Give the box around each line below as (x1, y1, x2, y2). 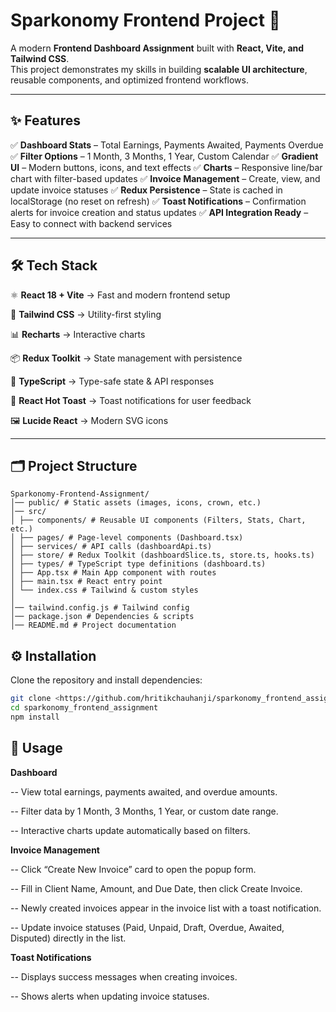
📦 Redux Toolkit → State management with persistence (10, 352, 243, 364)
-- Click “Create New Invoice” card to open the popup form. (10, 863, 257, 875)
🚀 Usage (10, 740, 63, 757)
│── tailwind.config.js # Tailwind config (10, 603, 190, 613)
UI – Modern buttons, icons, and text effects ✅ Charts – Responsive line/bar (10, 161, 323, 173)
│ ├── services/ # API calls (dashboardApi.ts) (10, 542, 213, 552)
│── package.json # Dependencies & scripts (10, 612, 195, 622)
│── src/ (10, 507, 47, 517)
